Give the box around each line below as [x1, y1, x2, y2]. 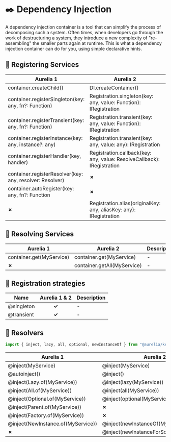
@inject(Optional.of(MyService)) [8, 396, 86, 403]
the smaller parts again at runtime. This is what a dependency [32, 40, 162, 46]
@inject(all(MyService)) [102, 387, 159, 394]
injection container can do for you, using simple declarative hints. [5, 45, 142, 52]
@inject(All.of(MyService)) [8, 387, 72, 394]
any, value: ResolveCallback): [89, 156, 160, 163]
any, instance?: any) [8, 141, 56, 148]
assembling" [5, 40, 32, 46]
